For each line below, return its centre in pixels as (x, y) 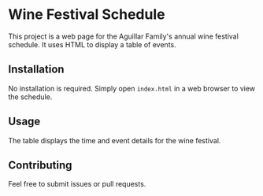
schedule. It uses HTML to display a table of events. (93, 44)
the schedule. (30, 97)
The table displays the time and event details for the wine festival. (115, 140)
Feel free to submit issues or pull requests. (77, 184)
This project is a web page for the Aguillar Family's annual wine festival (123, 36)
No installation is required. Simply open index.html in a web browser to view (132, 88)
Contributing (40, 165)
